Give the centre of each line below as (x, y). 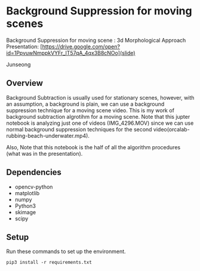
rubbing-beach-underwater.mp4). (48, 135)
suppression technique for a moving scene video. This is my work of (90, 110)
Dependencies (34, 172)
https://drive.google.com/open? (81, 47)
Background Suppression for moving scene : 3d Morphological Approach (96, 40)
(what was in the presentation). (44, 153)
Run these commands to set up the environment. (66, 251)
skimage (25, 212)
